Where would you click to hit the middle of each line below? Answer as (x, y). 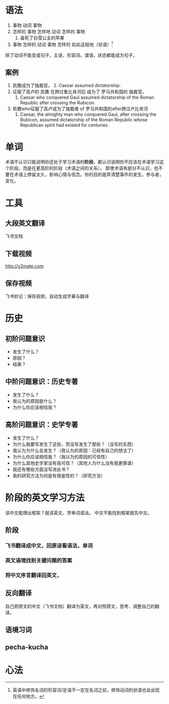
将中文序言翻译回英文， (33, 575)
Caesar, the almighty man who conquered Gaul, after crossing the (88, 114)
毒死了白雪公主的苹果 (42, 38)
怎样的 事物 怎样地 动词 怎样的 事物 (49, 31)
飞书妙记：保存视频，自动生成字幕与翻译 (47, 296)
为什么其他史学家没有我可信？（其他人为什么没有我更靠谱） (74, 463)
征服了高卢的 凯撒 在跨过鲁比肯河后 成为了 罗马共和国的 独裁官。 (79, 92)
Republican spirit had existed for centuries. (64, 125)
